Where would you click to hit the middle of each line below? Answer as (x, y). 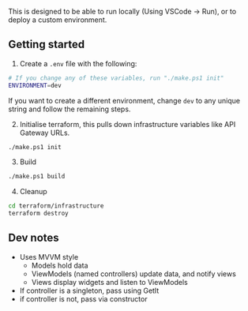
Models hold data (60, 265)
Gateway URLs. (45, 133)
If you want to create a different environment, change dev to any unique (124, 100)
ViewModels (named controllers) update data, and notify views (134, 274)
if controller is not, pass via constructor (83, 298)
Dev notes (34, 238)
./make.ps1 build (37, 177)
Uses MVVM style (49, 257)
